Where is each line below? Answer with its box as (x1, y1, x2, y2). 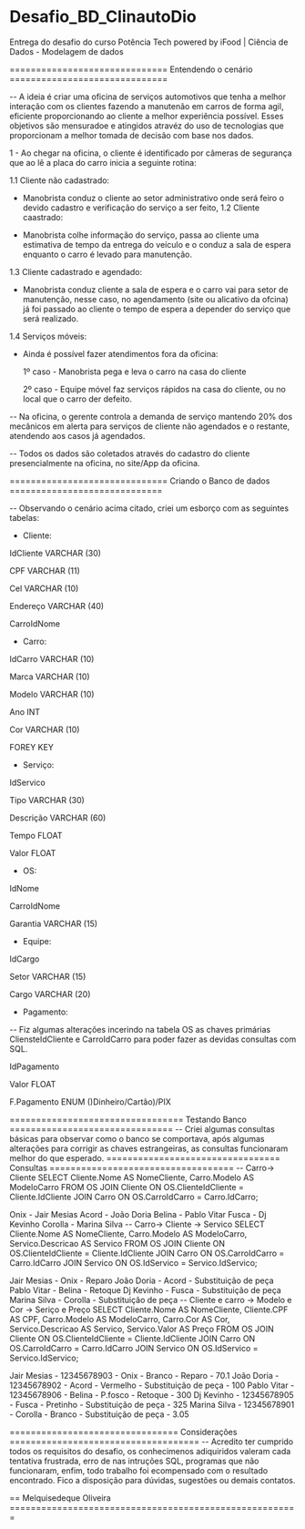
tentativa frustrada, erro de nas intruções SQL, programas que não (9, 1455, 259, 1466)
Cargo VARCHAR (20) (9, 988, 91, 999)
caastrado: (22, 211, 64, 222)
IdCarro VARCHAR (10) (9, 653, 95, 664)
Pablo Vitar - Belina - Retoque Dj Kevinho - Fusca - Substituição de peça (9, 1284, 282, 1295)
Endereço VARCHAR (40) (9, 600, 105, 611)
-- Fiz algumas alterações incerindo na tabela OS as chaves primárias (9, 1024, 271, 1035)
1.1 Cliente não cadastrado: (9, 175, 110, 186)
